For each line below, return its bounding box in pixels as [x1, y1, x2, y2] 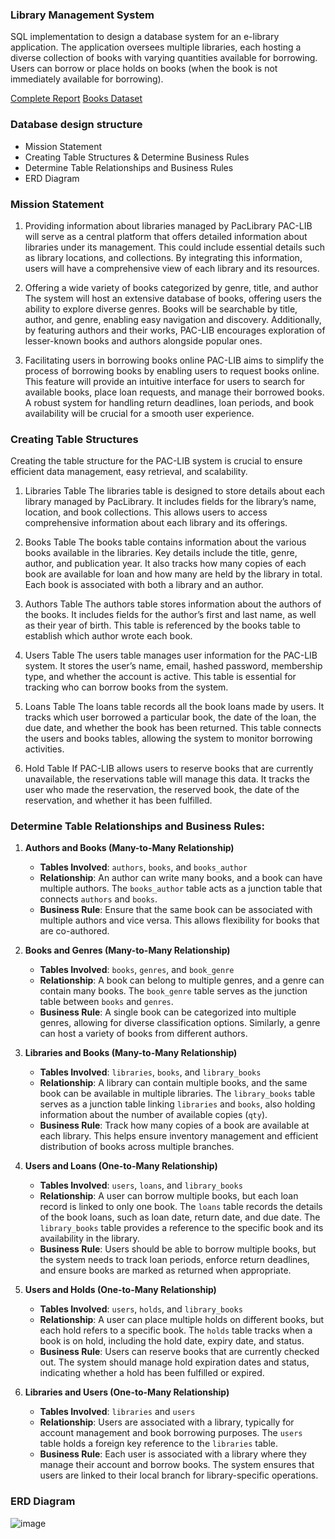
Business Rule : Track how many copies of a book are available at [39, 1119, 310, 1132]
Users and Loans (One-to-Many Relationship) [24, 1160, 218, 1172]
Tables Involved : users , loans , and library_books [39, 1179, 243, 1192]
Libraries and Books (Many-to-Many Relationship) [24, 1047, 238, 1059]
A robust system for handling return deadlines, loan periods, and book [24, 396, 315, 408]
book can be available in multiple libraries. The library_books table [39, 1088, 316, 1100]
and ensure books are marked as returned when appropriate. [39, 1264, 292, 1277]
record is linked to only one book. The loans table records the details [39, 1201, 323, 1213]
